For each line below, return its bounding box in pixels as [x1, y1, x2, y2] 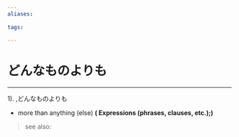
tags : [7, 23, 23, 31]
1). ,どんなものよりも [7, 94, 68, 103]
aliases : [7, 10, 33, 18]
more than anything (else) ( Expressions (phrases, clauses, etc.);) [17, 109, 213, 117]
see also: [24, 122, 52, 131]
